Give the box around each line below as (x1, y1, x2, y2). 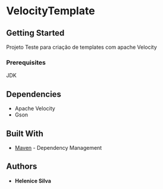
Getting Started (6, 28, 65, 38)
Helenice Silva (14, 177, 52, 184)
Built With (6, 128, 43, 138)
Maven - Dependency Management (14, 144, 102, 151)
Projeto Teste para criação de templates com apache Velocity (6, 43, 158, 51)
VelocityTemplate (6, 4, 95, 18)
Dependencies (6, 89, 61, 99)
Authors (6, 162, 37, 172)
